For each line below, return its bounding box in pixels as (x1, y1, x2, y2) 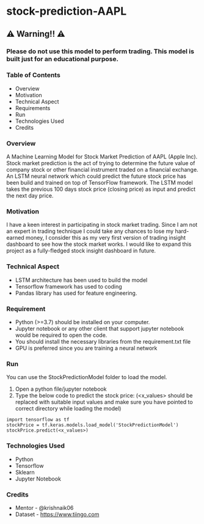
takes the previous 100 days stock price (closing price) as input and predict (6, 185, 196, 193)
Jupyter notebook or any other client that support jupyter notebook (15, 325, 184, 332)
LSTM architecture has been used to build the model (15, 276, 148, 284)
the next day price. (6, 192, 54, 199)
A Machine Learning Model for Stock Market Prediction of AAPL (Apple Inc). (6, 153, 198, 160)
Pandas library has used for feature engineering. (15, 289, 137, 297)
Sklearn (15, 468, 35, 476)
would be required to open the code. (15, 331, 107, 339)
